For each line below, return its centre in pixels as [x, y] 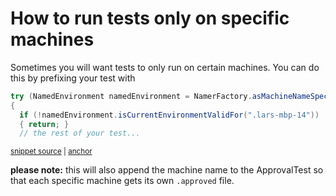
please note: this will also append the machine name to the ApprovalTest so [167, 170]
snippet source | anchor [51, 152]
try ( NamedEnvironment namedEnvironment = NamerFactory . [131, 96]
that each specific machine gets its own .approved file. [122, 181]
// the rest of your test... [80, 133]
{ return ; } [44, 124]
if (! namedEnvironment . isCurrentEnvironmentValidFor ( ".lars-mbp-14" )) [169, 115]
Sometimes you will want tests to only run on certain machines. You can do [165, 67]
